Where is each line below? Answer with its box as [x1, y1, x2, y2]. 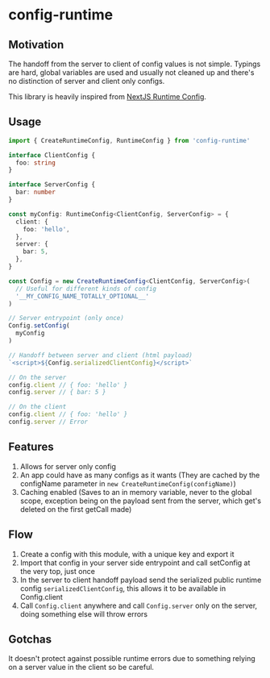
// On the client [8, 403, 67, 411]
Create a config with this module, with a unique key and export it [19, 549, 235, 559]
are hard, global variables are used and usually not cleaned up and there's [8, 68, 255, 77]
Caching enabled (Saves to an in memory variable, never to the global [19, 487, 252, 497]
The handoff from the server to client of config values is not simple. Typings [8, 59, 261, 69]
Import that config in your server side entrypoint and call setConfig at [19, 558, 251, 568]
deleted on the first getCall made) [19, 504, 132, 514]
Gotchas [8, 632, 52, 646]
